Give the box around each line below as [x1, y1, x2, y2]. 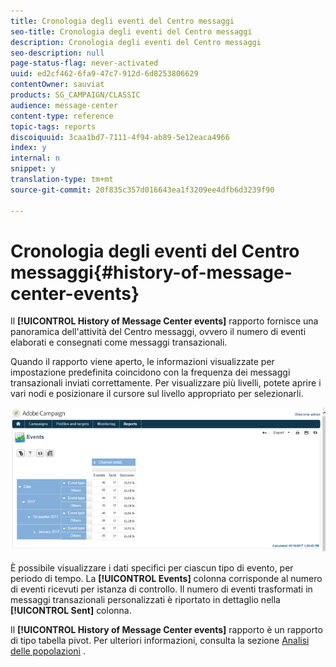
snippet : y [10, 164, 56, 174]
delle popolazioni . [10, 645, 86, 657]
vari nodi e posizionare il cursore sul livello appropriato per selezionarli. [10, 388, 304, 400]
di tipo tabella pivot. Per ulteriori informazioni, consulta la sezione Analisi [10, 634, 310, 646]
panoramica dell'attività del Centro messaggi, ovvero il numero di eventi [10, 326, 307, 338]
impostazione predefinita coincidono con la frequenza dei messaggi [10, 366, 291, 379]
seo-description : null [10, 48, 105, 58]
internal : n [10, 153, 60, 164]
